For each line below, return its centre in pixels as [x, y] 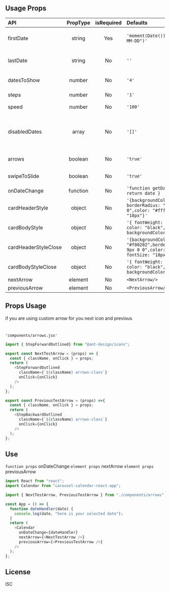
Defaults [137, 22]
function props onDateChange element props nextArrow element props [80, 466]
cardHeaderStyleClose [35, 247]
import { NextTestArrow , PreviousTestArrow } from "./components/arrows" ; [86, 495]
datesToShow [24, 80]
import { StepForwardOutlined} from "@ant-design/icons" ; [68, 344]
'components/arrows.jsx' [31, 335]
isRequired [109, 22]
